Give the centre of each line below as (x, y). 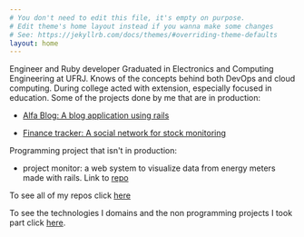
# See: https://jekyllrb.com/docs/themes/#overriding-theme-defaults (144, 35)
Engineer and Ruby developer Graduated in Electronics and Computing (142, 69)
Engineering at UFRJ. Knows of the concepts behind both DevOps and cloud (152, 79)
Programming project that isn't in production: (93, 151)
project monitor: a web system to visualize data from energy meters (149, 168)
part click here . (38, 222)
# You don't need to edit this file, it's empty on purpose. (127, 18)
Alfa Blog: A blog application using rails (96, 115)
